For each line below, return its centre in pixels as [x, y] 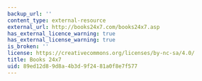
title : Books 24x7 [34, 60]
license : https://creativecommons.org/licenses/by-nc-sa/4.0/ [101, 54]
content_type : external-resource [57, 20]
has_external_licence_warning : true [61, 33]
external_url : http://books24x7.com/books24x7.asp [84, 27]
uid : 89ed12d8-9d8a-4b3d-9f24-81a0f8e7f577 [73, 66]
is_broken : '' [28, 46]
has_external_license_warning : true [61, 40]
